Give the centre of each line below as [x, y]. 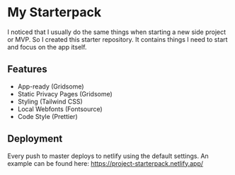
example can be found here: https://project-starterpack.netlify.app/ [105, 163]
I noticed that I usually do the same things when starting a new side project [117, 32]
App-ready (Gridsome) [51, 86]
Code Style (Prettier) [47, 116]
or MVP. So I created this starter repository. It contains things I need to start [117, 39]
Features [27, 69]
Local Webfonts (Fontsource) [60, 109]
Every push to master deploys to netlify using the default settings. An [108, 156]
